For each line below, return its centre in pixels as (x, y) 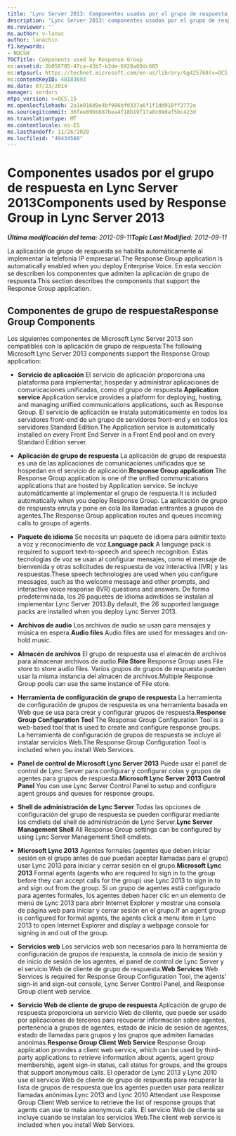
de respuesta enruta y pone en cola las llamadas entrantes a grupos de (120, 508)
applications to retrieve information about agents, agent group (124, 1057)
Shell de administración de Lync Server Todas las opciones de (109, 807)
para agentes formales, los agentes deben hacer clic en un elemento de (122, 895)
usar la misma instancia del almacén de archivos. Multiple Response (115, 676)
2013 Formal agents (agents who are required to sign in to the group (116, 873)
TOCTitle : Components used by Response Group (75, 60)
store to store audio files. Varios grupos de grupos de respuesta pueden (122, 669)
